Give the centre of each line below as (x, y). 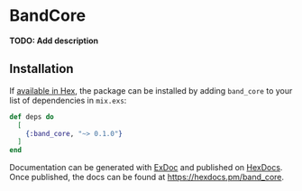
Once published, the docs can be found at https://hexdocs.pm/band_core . (147, 177)
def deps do (32, 117)
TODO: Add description (54, 41)
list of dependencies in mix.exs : (68, 100)
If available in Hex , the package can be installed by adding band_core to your (151, 90)
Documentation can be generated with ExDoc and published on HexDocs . (146, 168)
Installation (41, 69)
